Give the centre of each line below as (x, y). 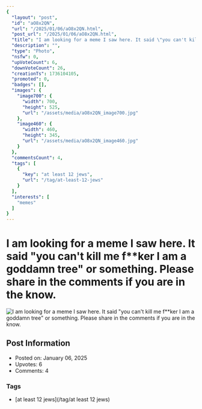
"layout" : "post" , (35, 17)
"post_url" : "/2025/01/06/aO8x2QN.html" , (64, 34)
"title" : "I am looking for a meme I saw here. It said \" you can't (99, 40)
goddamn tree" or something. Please (100, 269)
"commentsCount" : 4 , (37, 157)
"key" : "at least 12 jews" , (57, 175)
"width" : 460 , (40, 130)
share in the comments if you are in (96, 282)
